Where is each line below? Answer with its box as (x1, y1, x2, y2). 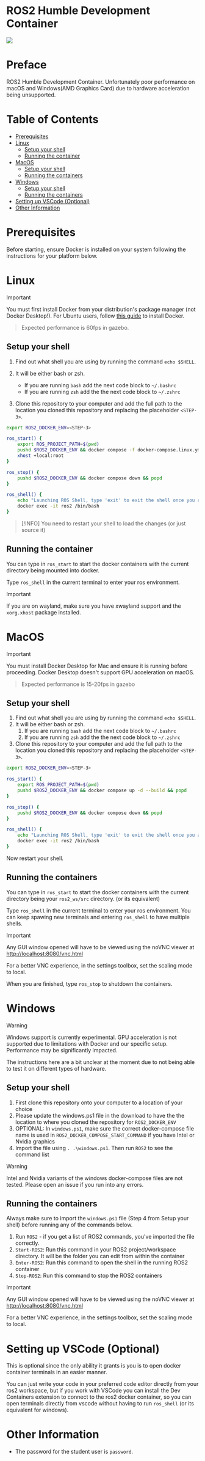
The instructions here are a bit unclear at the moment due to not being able (6, 1058, 195, 1066)
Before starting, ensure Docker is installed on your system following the (6, 246, 186, 253)
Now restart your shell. (6, 854, 64, 862)
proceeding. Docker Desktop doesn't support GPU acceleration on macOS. (6, 668, 195, 676)
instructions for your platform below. (6, 252, 98, 260)
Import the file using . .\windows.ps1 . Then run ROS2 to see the (15, 1144, 173, 1151)
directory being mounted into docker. (6, 566, 99, 574)
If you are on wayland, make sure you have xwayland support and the (6, 602, 181, 610)
